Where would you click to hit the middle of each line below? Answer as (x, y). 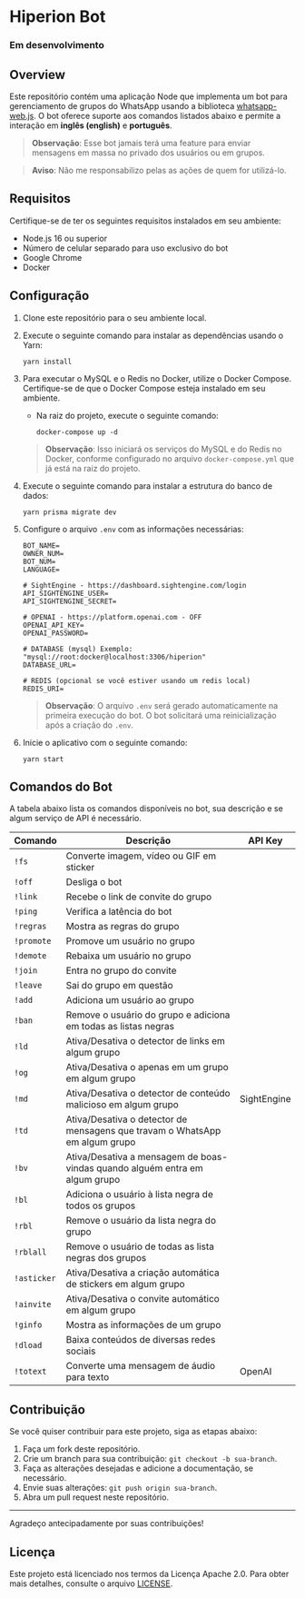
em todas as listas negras (120, 1027)
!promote (33, 941)
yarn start (43, 759)
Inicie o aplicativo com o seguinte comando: (105, 742)
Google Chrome (52, 257)
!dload (28, 1345)
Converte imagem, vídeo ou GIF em (141, 856)
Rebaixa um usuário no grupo (128, 956)
